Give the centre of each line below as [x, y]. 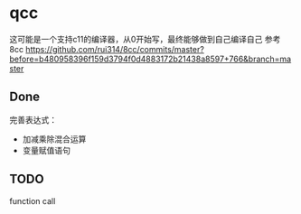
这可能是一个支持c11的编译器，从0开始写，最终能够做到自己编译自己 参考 [145, 39]
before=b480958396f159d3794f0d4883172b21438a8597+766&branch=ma [150, 59]
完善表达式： [33, 119]
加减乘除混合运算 [54, 139]
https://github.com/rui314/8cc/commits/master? [115, 49]
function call [33, 200]
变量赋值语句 [46, 150]
